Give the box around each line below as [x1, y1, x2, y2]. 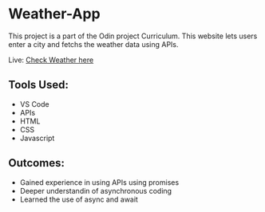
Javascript [19, 133, 55, 143]
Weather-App [8, 5, 101, 23]
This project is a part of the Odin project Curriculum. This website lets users [8, 31, 258, 41]
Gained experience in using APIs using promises [19, 177, 180, 187]
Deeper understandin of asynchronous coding [19, 186, 172, 195]
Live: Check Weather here [8, 55, 94, 65]
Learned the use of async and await [19, 194, 138, 204]
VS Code [19, 99, 49, 108]
